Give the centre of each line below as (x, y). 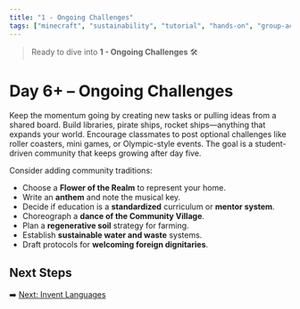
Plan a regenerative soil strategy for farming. (105, 226)
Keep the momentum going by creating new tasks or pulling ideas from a (143, 116)
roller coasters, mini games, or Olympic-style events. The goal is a (131, 144)
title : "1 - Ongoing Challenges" (71, 17)
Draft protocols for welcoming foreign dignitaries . (115, 245)
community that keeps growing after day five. (118, 153)
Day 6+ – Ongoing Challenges (121, 91)
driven (21, 153)
